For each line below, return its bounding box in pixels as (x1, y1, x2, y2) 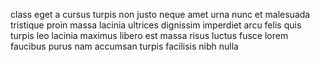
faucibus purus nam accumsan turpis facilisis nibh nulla (10, 40, 239, 52)
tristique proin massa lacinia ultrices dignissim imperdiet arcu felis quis (10, 19, 302, 31)
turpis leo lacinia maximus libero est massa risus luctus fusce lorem (10, 30, 289, 41)
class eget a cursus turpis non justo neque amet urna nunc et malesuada (10, 9, 311, 20)
